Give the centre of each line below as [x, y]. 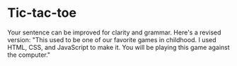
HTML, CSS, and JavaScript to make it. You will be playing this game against [118, 47]
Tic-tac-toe [42, 13]
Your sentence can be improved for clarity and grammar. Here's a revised [114, 32]
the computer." [29, 55]
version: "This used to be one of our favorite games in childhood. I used [112, 39]
